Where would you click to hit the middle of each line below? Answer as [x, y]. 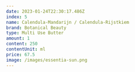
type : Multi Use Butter [35, 33]
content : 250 [22, 44]
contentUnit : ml [26, 49]
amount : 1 [18, 38]
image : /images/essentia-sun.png [47, 60]
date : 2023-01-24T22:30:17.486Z [45, 11]
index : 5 [17, 17]
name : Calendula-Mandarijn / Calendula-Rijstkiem [68, 22]
